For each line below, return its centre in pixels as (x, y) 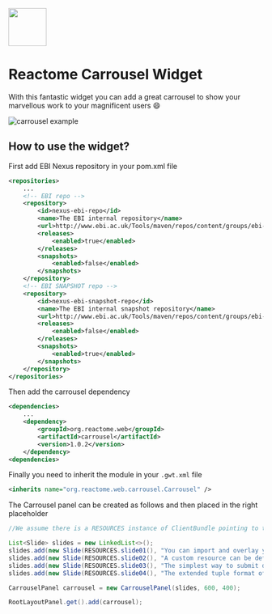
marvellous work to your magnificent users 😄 (85, 105)
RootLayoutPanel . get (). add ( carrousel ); (76, 603)
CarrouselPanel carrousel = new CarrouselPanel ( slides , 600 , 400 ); (125, 588)
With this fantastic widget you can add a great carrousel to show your (125, 96)
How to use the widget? (69, 147)
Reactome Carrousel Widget (106, 75)
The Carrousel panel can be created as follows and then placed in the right (133, 505)
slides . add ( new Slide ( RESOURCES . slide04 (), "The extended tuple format (132, 573)
